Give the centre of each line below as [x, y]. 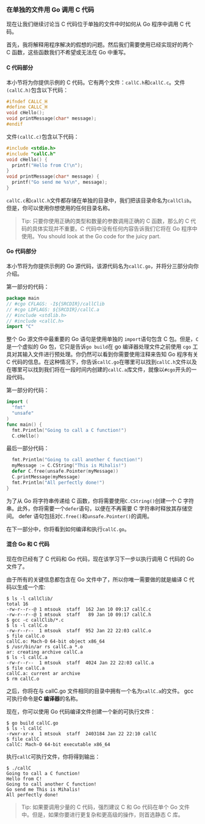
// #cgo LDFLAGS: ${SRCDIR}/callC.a [53, 310]
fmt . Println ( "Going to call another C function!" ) [77, 460]
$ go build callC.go [33, 723]
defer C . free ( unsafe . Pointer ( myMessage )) [65, 472]
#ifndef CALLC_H [27, 101]
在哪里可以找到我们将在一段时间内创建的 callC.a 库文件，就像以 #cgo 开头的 [99, 370]
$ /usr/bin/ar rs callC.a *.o [45, 647]
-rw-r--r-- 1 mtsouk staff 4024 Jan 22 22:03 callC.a [80, 663]
